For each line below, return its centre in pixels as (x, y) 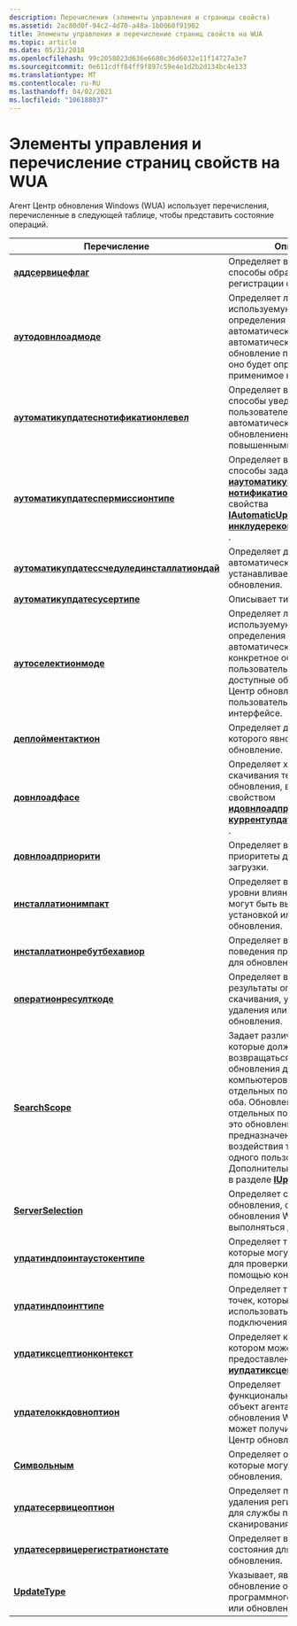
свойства (248, 504)
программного (260, 1598)
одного (244, 1157)
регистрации (256, 284)
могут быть (253, 904)
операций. (29, 225)
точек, (242, 1301)
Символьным (44, 1466)
